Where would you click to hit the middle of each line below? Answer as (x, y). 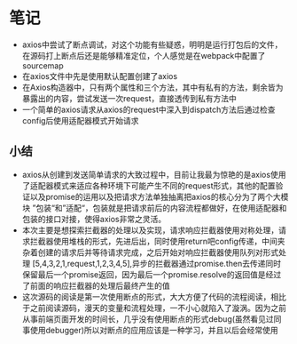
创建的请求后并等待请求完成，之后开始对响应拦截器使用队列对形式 (158, 252)
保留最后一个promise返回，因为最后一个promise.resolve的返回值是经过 (152, 274)
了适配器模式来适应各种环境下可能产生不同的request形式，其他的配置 (148, 185)
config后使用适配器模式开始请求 (80, 120)
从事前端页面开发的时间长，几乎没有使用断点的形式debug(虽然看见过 (148, 319)
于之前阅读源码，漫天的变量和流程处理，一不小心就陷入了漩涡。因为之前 (154, 308)
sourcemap (43, 65)
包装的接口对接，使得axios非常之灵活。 (94, 219)
